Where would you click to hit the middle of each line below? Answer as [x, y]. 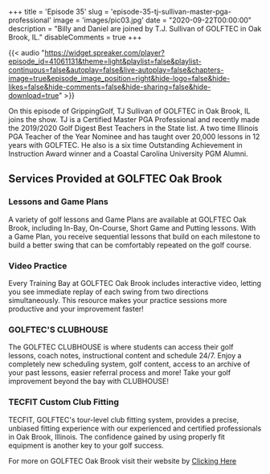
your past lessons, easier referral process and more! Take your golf [120, 373]
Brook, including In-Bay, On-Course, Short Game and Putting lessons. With [132, 227]
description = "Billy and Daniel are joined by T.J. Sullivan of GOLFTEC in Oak [135, 29]
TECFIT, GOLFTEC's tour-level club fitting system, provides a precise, [124, 419]
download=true [34, 95]
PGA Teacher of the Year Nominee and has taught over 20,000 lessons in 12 [134, 137]
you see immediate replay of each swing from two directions [108, 292]
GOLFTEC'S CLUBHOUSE [58, 329]
